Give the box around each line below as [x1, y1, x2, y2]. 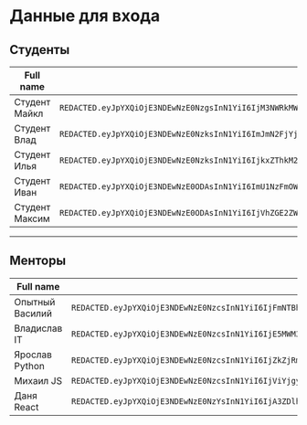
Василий [14, 307, 53, 320]
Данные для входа [9, 5, 161, 27]
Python [14, 359, 46, 372]
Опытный [14, 295, 56, 308]
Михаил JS [14, 374, 62, 387]
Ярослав [14, 348, 53, 361]
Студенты [9, 42, 70, 58]
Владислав [14, 322, 63, 335]
